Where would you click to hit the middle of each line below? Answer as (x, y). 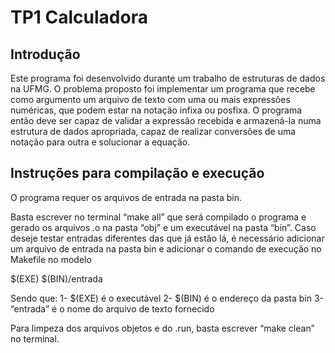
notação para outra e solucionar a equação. (100, 142)
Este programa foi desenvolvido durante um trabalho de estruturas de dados (168, 78)
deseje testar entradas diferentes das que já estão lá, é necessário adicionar (167, 238)
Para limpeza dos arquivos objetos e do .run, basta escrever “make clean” (162, 328)
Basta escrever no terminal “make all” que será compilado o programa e (158, 217)
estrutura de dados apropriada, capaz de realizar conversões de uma (153, 131)
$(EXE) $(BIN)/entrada (56, 278)
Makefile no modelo (51, 259)
